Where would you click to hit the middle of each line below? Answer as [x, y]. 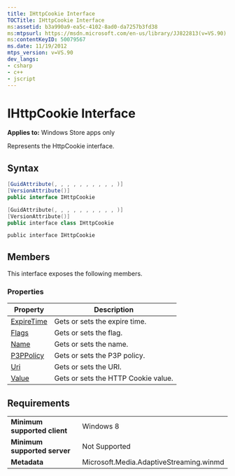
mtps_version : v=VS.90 [40, 53]
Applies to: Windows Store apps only [61, 133]
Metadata [27, 462]
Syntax [23, 168]
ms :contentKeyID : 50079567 [47, 40]
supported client [39, 431]
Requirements [38, 403]
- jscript [22, 79]
